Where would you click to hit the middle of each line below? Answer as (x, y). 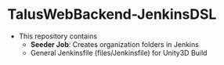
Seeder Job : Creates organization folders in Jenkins (114, 44)
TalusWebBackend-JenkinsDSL (112, 14)
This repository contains (58, 36)
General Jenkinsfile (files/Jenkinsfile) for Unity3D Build (119, 52)
